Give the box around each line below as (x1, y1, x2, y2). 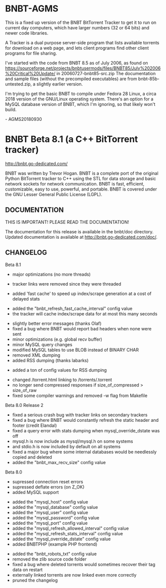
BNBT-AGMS (5, 3, 58, 14)
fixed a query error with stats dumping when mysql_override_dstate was (12, 427, 160, 433)
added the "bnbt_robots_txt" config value (12, 551, 97, 557)
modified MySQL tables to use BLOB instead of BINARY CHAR (12, 347, 139, 353)
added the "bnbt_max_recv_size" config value (12, 459, 106, 465)
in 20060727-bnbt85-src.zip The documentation (56, 70, 156, 76)
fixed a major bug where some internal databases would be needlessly (12, 449, 157, 455)
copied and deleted (12, 454, 52, 460)
